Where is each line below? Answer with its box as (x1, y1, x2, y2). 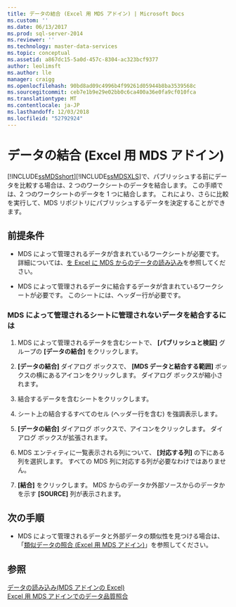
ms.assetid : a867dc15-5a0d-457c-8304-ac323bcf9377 (7, 56, 159, 63)
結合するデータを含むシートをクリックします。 (17, 395, 153, 403)
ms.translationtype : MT (7, 96, 77, 103)
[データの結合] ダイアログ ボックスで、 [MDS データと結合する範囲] (17, 362, 214, 370)
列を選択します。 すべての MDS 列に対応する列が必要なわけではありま (17, 456, 220, 465)
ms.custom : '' (7, 17, 49, 24)
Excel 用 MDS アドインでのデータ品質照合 (7, 592, 129, 601)
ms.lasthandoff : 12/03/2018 (7, 108, 90, 115)
